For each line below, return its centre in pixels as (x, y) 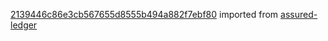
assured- (299, 14)
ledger (24, 25)
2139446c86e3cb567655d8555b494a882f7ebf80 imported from (144, 14)
